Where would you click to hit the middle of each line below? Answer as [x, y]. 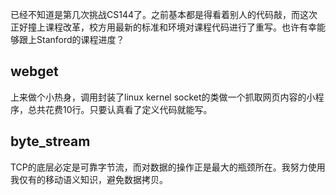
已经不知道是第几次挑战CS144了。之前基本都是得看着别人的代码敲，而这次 [164, 14]
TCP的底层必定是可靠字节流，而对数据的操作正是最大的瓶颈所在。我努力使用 [168, 167]
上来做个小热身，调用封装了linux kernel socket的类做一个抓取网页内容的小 [163, 97]
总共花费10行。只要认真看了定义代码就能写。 [120, 109]
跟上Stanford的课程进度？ [71, 39]
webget [34, 71]
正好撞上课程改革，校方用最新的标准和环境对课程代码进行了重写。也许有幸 [163, 27]
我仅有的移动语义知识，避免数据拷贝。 [89, 179]
